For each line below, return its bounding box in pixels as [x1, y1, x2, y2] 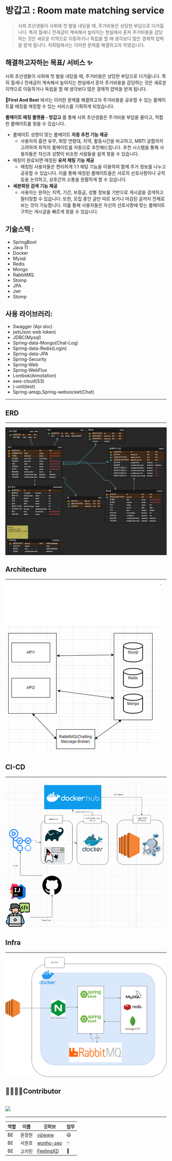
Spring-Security [12, 356, 47, 363]
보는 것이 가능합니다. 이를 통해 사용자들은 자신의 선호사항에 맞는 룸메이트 [20, 202, 165, 208]
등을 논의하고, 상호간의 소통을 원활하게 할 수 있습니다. [20, 176, 127, 182]
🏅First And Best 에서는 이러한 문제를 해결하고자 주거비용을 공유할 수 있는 [5, 97, 153, 103]
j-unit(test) [12, 384, 35, 390]
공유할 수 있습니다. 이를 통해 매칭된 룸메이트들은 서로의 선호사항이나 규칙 [20, 170, 165, 176]
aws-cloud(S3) [12, 378, 45, 384]
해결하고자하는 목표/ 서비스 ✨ [5, 59, 93, 67]
